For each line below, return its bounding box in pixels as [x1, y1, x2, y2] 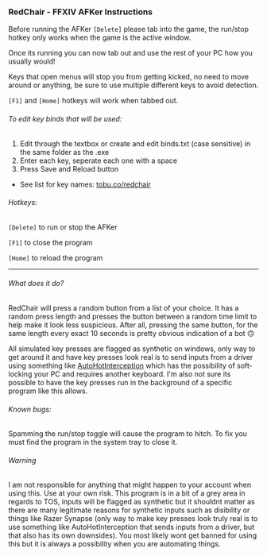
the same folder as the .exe [19, 147, 110, 156]
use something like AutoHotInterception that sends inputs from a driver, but [8, 523, 255, 532]
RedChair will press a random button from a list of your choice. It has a [8, 303, 239, 312]
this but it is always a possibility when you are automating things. [8, 539, 221, 549]
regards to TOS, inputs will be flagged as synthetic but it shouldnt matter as [8, 497, 256, 507]
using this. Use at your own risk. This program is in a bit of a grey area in [8, 488, 246, 498]
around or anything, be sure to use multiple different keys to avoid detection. [8, 80, 259, 90]
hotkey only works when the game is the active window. [8, 33, 192, 42]
